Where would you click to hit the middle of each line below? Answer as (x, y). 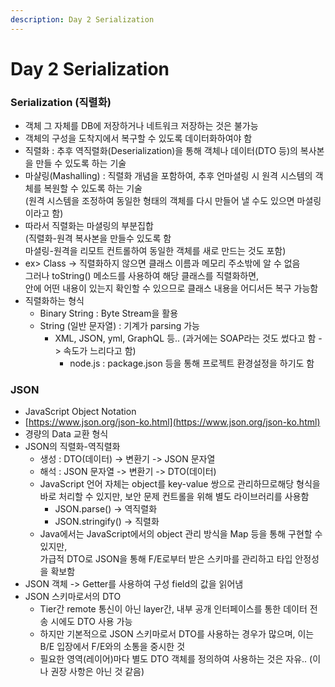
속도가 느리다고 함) (100, 351)
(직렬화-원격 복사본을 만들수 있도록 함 (98, 238)
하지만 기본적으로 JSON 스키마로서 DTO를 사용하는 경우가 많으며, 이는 (177, 634)
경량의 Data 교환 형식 (66, 434)
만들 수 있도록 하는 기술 (81, 163)
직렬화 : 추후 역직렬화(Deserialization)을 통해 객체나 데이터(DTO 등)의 (161, 151)
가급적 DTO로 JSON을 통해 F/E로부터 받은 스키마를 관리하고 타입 (166, 559)
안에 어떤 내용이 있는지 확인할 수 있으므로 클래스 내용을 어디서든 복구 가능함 (171, 288)
